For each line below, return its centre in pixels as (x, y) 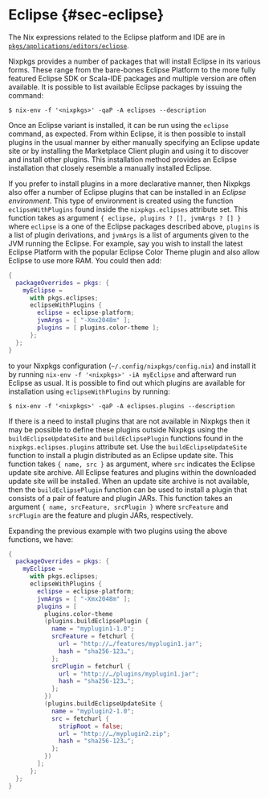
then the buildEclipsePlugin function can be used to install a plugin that (128, 490)
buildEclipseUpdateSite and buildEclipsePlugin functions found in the (126, 438)
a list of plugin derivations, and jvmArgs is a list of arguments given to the (129, 234)
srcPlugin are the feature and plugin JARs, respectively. (101, 515)
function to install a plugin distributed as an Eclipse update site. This (121, 455)
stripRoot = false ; (92, 726)
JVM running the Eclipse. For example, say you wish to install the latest (126, 243)
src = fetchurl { (80, 718)
